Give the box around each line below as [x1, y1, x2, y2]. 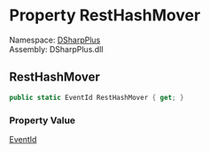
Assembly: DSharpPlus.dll [9, 43, 104, 54]
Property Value [9, 114, 76, 126]
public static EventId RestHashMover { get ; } [9, 93, 184, 102]
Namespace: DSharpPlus [9, 34, 101, 45]
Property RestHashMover [9, 5, 201, 26]
